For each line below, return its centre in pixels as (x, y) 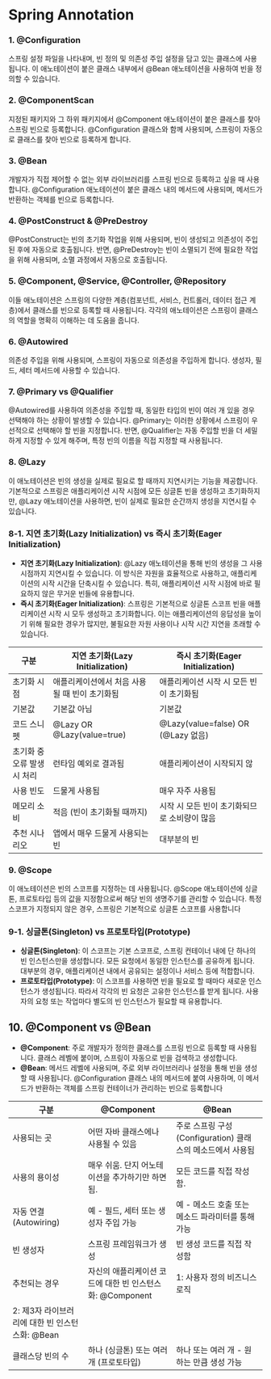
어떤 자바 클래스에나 (123, 1132)
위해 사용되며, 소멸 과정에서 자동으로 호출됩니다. (92, 259)
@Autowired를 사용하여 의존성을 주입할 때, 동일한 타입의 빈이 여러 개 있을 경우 (132, 411)
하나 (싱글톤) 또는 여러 (127, 1350)
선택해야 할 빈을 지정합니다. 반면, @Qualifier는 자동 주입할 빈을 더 (140, 431)
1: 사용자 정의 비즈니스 (217, 1277)
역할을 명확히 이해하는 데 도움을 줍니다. (78, 320)
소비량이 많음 (192, 818)
